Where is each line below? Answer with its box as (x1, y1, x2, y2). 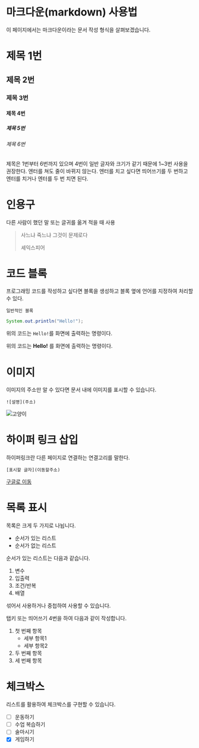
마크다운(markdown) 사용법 (6, 5, 138, 19)
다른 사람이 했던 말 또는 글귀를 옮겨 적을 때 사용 (6, 218, 116, 226)
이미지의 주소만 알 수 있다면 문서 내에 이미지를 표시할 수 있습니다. (6, 386, 157, 394)
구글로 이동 (6, 478, 32, 486)
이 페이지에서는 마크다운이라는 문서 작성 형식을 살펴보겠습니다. (6, 26, 151, 33)
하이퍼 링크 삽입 (6, 433, 78, 447)
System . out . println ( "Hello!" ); (6, 318, 84, 324)
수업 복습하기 (14, 721, 46, 728)
